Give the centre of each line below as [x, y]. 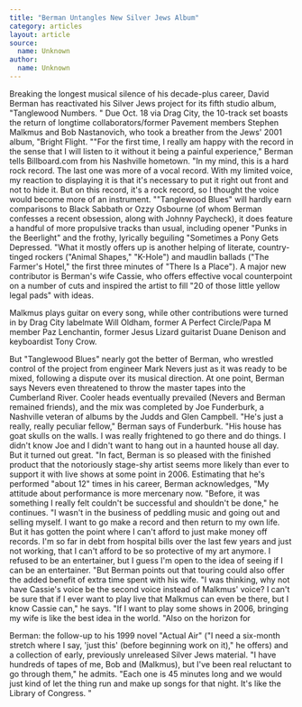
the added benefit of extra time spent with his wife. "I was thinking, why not [150, 580]
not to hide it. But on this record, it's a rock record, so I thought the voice [144, 190]
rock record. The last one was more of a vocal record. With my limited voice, [151, 170]
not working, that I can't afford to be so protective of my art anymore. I [140, 551]
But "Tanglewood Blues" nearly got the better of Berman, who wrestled [142, 358]
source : [24, 43]
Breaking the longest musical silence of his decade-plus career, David [139, 93]
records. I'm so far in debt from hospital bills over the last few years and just [151, 541]
